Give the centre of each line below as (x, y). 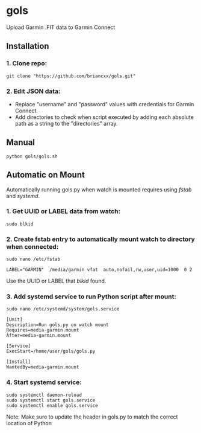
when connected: (32, 246)
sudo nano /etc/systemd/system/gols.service (63, 309)
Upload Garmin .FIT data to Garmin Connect (61, 27)
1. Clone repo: (27, 63)
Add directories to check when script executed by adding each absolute (104, 117)
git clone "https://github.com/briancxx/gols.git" (71, 76)
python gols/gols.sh (32, 156)
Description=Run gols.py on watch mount (58, 325)
